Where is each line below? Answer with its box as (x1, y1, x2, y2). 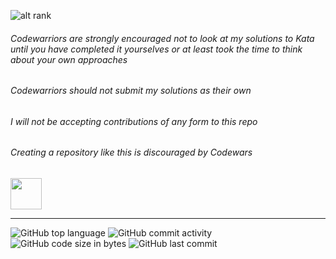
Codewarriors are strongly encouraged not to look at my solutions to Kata (10, 32, 315, 44)
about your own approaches (10, 53, 128, 65)
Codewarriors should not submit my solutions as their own (10, 85, 252, 97)
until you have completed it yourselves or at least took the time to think (10, 43, 303, 55)
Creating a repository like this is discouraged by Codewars (10, 146, 253, 159)
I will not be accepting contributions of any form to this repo (10, 115, 258, 127)
